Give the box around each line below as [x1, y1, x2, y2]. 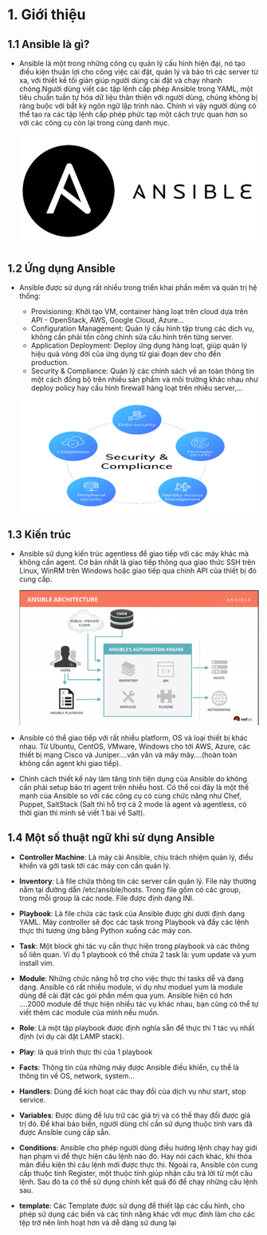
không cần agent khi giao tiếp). [18, 758, 121, 768]
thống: [18, 292, 41, 301]
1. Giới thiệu [7, 6, 86, 24]
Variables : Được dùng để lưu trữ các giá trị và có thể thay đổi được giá [18, 1110, 251, 1120]
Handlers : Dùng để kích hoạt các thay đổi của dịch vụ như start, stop [18, 1086, 246, 1096]
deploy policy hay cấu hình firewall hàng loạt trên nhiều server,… [30, 383, 244, 393]
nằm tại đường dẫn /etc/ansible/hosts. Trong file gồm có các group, [18, 884, 241, 894]
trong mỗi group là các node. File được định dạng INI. [18, 893, 194, 903]
